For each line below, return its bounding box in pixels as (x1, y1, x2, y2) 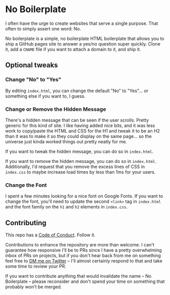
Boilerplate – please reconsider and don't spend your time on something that (5, 278, 165, 284)
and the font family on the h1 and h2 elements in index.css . (5, 204, 128, 210)
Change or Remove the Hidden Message (5, 105, 106, 112)
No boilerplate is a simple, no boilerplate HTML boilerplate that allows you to (5, 35, 164, 41)
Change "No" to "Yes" (5, 76, 62, 83)
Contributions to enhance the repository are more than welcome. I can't (5, 242, 154, 248)
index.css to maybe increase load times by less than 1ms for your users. (5, 168, 156, 175)
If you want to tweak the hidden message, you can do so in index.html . (5, 148, 153, 154)
